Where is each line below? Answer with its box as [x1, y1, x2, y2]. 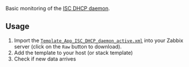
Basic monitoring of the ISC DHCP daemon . [5, 5, 111, 12]
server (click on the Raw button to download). [13, 43, 122, 50]
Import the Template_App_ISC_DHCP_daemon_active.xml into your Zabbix [13, 37, 184, 44]
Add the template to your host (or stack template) [13, 49, 133, 56]
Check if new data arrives [13, 55, 77, 62]
